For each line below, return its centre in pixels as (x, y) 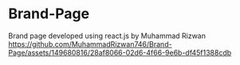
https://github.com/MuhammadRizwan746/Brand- (90, 44)
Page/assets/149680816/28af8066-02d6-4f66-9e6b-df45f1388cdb (120, 52)
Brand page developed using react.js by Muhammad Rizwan (107, 36)
